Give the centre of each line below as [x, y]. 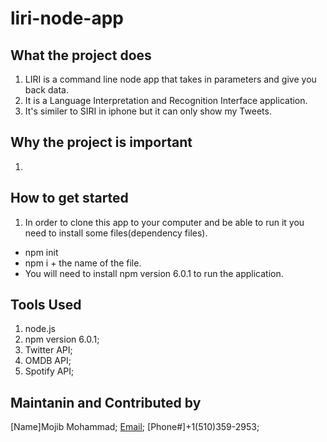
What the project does [81, 55]
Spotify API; [49, 371]
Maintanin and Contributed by [106, 402]
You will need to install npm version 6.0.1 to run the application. [154, 273]
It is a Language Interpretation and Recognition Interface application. [166, 100]
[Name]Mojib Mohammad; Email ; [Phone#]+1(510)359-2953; [135, 427]
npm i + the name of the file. [83, 263]
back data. [46, 90]
